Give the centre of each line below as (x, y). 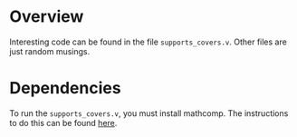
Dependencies (65, 88)
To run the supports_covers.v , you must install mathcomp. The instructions (149, 113)
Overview (47, 17)
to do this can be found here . (63, 122)
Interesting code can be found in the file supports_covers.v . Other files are (148, 42)
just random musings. (50, 51)
